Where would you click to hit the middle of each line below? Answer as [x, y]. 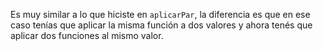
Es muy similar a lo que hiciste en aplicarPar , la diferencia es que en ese [160, 14]
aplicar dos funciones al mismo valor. [87, 35]
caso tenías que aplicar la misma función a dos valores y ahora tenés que [161, 25]
